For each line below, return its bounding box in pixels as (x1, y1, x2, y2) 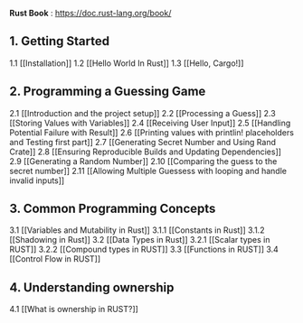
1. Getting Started (9, 33, 110, 49)
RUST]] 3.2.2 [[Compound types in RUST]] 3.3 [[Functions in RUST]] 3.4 (9, 244, 279, 255)
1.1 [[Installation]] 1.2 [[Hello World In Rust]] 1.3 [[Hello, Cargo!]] (9, 58, 244, 69)
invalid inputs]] (9, 175, 65, 186)
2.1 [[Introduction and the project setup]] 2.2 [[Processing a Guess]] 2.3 (9, 107, 276, 118)
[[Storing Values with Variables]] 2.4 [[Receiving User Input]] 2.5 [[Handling (9, 117, 291, 128)
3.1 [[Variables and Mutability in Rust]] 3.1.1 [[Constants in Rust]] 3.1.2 (9, 225, 265, 235)
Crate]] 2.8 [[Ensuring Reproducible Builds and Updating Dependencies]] (9, 146, 282, 157)
